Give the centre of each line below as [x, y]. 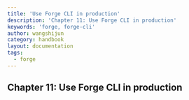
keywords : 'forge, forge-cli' [51, 27]
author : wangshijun [36, 33]
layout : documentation [40, 46]
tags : [15, 53]
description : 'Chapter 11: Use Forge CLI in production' [92, 20]
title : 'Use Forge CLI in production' [64, 14]
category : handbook [36, 40]
